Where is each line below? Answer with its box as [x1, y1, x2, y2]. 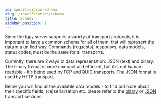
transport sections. [5, 94, 43, 100]
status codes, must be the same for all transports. [5, 49, 104, 55]
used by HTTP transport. [5, 74, 55, 80]
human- [127, 64, 144, 70]
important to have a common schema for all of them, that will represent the [5, 39, 154, 45]
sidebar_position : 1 [5, 20, 47, 26]
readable [5, 69, 23, 75]
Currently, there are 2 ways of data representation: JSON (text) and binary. [5, 59, 154, 64]
